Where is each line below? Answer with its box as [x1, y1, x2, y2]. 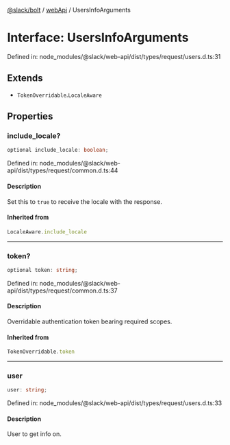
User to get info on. [7, 430, 62, 438]
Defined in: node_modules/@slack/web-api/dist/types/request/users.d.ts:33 [7, 399, 222, 407]
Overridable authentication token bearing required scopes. [7, 317, 172, 326]
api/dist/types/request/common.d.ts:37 [7, 286, 118, 295]
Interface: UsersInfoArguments [7, 30, 190, 45]
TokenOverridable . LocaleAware [16, 91, 103, 99]
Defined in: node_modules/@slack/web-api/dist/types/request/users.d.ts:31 [7, 52, 221, 60]
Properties [7, 111, 53, 122]
